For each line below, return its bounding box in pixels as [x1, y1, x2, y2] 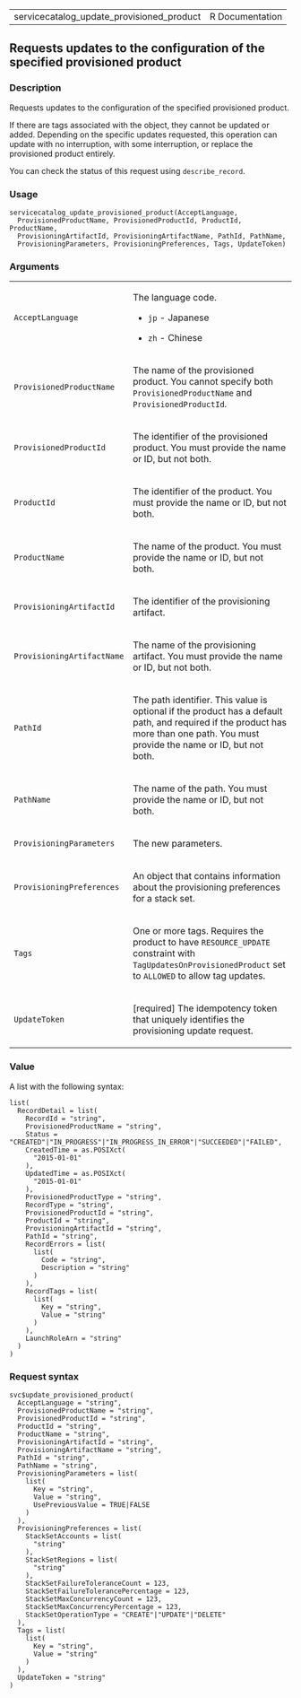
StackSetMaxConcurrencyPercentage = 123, [25, 1602, 182, 1611]
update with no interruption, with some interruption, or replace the [9, 138, 254, 149]
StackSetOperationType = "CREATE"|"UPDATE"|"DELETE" [25, 1610, 227, 1619]
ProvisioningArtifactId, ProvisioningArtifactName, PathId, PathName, [17, 231, 287, 240]
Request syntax [9, 1370, 79, 1382]
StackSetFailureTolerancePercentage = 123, [25, 1587, 191, 1596]
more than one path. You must [133, 727, 260, 740]
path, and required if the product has [133, 717, 287, 729]
